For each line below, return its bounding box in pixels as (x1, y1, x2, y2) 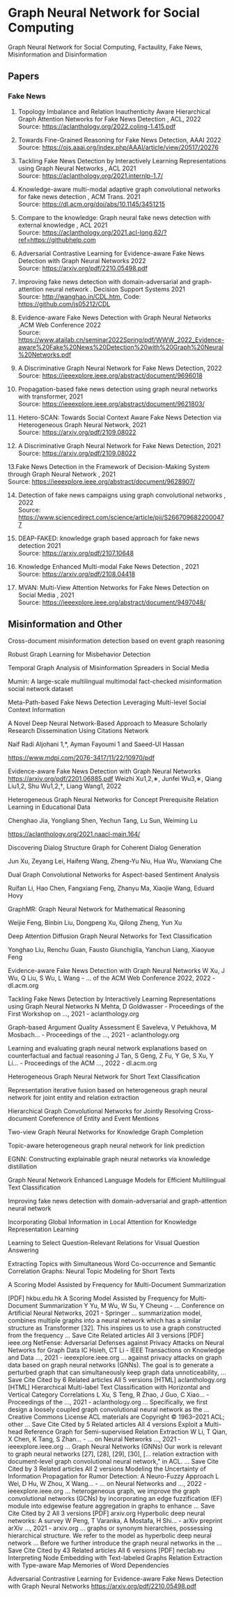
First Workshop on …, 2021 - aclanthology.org (8, 1010, 139, 1018)
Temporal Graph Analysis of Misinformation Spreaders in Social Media (8, 664, 210, 672)
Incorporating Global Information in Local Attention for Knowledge (8, 1218, 197, 1226)
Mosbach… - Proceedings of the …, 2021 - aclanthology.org (8, 1031, 180, 1039)
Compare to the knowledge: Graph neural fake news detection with (17, 213, 211, 221)
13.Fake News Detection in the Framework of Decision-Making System (8, 462, 210, 470)
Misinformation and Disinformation (8, 50, 107, 59)
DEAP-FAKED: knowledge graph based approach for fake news (17, 534, 200, 542)
